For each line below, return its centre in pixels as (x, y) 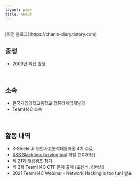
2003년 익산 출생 (29, 64)
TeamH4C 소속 (27, 109)
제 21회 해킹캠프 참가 (32, 161)
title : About (18, 14)
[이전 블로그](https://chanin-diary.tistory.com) (51, 34)
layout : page (18, 10)
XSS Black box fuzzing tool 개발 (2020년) (54, 154)
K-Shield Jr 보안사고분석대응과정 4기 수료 (52, 149)
